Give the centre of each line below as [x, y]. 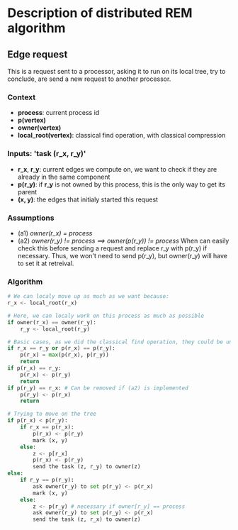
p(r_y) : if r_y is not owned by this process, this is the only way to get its [121, 184]
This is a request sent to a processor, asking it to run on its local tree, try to [117, 71]
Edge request [38, 54]
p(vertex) [32, 120]
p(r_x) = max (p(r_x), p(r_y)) [65, 355]
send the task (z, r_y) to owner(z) [87, 467]
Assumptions [31, 218]
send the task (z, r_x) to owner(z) [87, 519]
